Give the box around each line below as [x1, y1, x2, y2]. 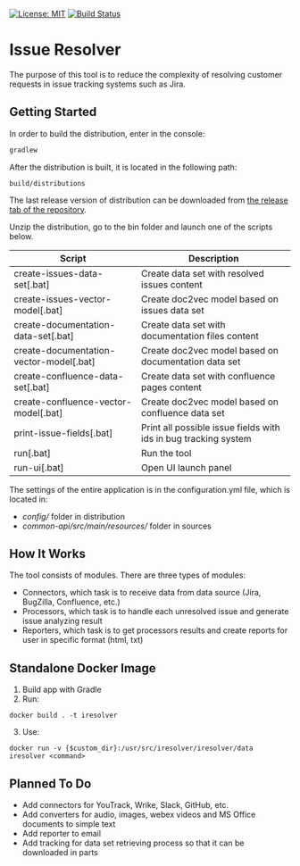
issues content [141, 278, 203, 290]
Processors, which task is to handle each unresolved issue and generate [21, 606, 289, 617]
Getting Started [9, 104, 97, 120]
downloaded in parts [21, 847, 98, 858]
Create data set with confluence [141, 370, 276, 382]
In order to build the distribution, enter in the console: [9, 128, 205, 138]
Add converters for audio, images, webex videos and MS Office [21, 809, 256, 820]
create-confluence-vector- [13, 396, 132, 408]
